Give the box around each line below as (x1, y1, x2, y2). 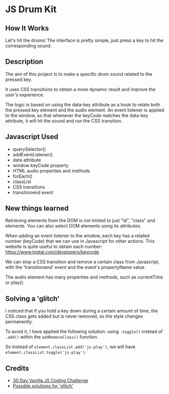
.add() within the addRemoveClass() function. (5, 334, 99, 340)
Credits (5, 364, 30, 373)
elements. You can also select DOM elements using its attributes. (5, 223, 142, 229)
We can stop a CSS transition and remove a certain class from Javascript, (5, 259, 160, 265)
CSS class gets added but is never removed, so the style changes (5, 313, 144, 319)
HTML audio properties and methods (12, 167, 91, 174)
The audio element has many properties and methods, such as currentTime (5, 274, 163, 280)
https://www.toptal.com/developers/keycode (5, 249, 99, 255)
